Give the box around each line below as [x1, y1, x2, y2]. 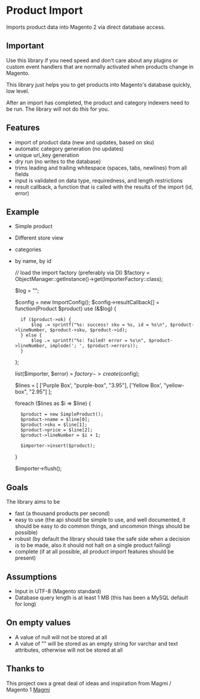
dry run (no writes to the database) [14, 158, 101, 165]
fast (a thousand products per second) [14, 510, 110, 517]
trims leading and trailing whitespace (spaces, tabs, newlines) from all [14, 164, 187, 171]
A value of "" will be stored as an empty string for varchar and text [14, 640, 178, 647]
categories [14, 246, 42, 253]
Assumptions [6, 571, 57, 582]
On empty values [6, 618, 71, 628]
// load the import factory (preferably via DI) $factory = [14, 269, 150, 276]
